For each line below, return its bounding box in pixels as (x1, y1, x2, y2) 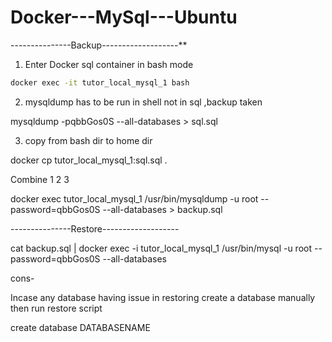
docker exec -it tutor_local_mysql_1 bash (10, 77, 190, 88)
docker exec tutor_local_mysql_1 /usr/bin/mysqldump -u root (10, 192, 259, 205)
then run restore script (10, 302, 103, 314)
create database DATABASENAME (10, 321, 151, 333)
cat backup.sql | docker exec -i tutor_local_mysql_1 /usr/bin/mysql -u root (10, 242, 313, 254)
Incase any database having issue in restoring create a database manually (10, 291, 316, 303)
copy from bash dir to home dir (24, 134, 153, 146)
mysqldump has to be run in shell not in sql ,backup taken (24, 96, 263, 108)
